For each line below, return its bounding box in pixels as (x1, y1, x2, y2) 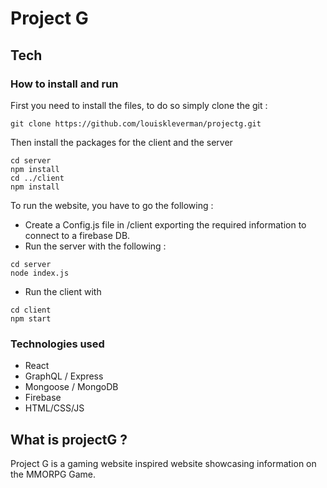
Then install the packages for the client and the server (10, 136, 233, 148)
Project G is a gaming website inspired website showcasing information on (10, 457, 317, 469)
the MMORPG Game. (10, 468, 97, 480)
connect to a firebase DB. (24, 229, 131, 241)
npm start (10, 313, 52, 324)
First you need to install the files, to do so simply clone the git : (10, 99, 268, 111)
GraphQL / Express (24, 370, 104, 382)
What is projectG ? (10, 431, 128, 448)
